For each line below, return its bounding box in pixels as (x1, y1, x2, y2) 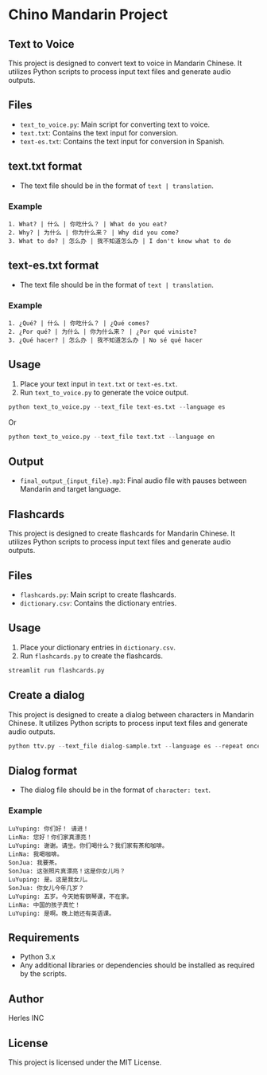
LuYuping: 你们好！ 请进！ (8, 825, 89, 833)
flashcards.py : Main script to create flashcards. (19, 590, 176, 599)
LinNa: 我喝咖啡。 (8, 850, 64, 858)
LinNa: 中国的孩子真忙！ (8, 900, 81, 909)
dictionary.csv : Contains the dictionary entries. (19, 598, 177, 608)
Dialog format (8, 763, 78, 778)
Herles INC (8, 1014, 44, 1023)
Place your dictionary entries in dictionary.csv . (19, 642, 176, 652)
